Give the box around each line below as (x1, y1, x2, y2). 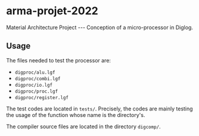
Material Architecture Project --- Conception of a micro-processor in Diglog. (6, 24, 194, 31)
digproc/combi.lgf (14, 75, 61, 81)
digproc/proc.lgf (14, 88, 58, 94)
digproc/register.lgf (14, 94, 69, 100)
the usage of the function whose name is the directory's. (6, 111, 145, 118)
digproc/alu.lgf (14, 69, 55, 75)
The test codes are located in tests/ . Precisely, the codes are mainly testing (6, 105, 193, 112)
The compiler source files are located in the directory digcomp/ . (6, 123, 161, 130)
